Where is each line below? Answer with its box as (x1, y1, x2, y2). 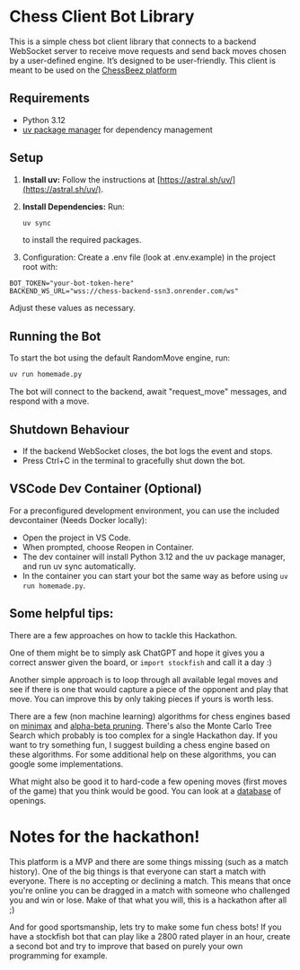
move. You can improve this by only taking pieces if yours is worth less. (9, 693, 274, 704)
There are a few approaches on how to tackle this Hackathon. (9, 629, 238, 640)
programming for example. (9, 950, 108, 961)
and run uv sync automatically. (22, 560, 137, 572)
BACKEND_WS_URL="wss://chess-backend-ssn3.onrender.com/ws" (9, 287, 240, 296)
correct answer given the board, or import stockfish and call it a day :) (9, 656, 272, 667)
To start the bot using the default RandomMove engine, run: (9, 352, 231, 363)
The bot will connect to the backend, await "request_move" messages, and (9, 387, 287, 397)
